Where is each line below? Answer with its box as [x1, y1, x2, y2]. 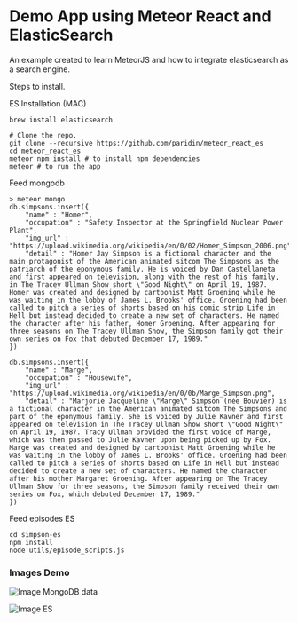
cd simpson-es [9, 530, 62, 539]
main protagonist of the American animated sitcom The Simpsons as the [9, 256, 279, 265]
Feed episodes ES [9, 513, 75, 524]
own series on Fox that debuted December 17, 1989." [9, 335, 208, 343]
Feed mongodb [9, 177, 65, 188]
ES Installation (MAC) [9, 98, 87, 108]
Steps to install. [9, 81, 66, 91]
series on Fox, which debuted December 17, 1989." [9, 490, 200, 499]
